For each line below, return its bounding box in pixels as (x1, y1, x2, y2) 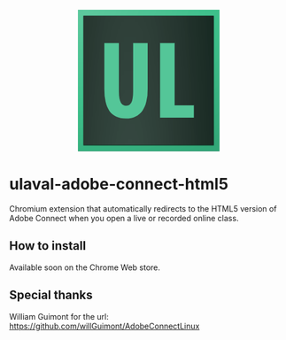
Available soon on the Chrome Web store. (9, 262, 161, 273)
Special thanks (9, 288, 93, 303)
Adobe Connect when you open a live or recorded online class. (9, 212, 239, 223)
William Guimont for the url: (9, 311, 109, 321)
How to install (9, 238, 87, 253)
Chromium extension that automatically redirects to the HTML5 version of (9, 203, 277, 213)
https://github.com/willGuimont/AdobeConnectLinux (9, 321, 200, 331)
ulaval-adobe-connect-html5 (9, 174, 228, 195)
